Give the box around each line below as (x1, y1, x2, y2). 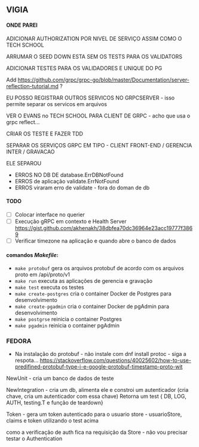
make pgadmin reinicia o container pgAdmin (14, 322, 120, 329)
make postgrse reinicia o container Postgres (14, 316, 123, 323)
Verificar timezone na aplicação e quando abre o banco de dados (14, 237, 176, 244)
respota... (14, 357, 39, 364)
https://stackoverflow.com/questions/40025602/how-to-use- (39, 357, 191, 364)
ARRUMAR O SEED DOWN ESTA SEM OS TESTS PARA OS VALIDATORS (6, 53, 182, 60)
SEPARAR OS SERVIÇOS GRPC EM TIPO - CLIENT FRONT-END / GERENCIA (6, 141, 192, 149)
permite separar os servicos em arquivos (6, 100, 108, 107)
